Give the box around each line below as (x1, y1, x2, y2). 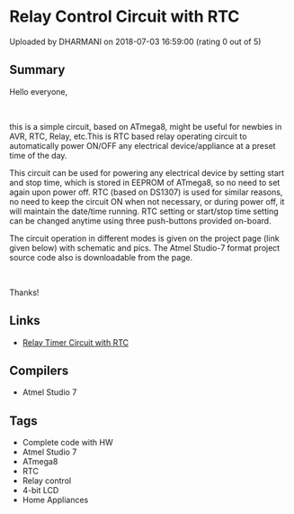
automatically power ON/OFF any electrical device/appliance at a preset (9, 140, 276, 151)
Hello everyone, (9, 86, 68, 96)
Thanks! (9, 287, 40, 298)
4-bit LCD (22, 485, 59, 496)
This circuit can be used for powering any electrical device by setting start (9, 167, 285, 178)
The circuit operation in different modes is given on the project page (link (9, 233, 281, 243)
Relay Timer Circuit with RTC (22, 336, 129, 348)
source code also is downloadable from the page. (9, 252, 193, 262)
